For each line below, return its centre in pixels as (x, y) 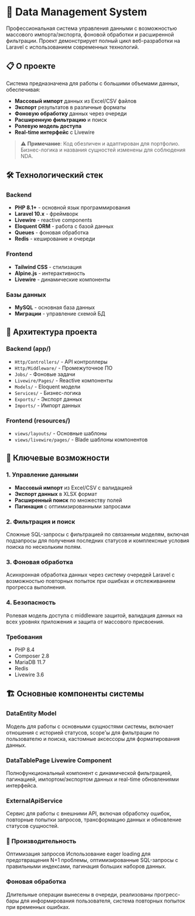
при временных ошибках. (38, 907)
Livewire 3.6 (29, 675)
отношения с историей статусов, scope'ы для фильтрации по (83, 732)
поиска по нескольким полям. (44, 547)
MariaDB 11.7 (30, 662)
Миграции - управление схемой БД (60, 314)
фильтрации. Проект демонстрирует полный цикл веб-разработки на (93, 41)
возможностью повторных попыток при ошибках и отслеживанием (91, 581)
